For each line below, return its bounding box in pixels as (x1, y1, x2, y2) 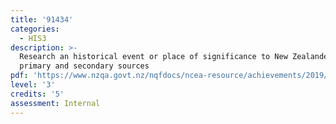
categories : (10, 24, 60, 34)
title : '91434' (10, 14, 74, 25)
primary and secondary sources (19, 61, 150, 71)
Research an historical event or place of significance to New (19, 52, 288, 62)
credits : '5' (10, 89, 65, 99)
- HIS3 (19, 33, 47, 43)
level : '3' (10, 80, 56, 90)
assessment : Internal (10, 98, 101, 108)
